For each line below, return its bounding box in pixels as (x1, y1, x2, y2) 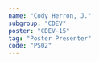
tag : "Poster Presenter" (8, 34, 92, 43)
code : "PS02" (8, 42, 52, 50)
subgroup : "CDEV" (8, 19, 67, 27)
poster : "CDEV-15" (8, 27, 70, 35)
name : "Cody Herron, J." (8, 11, 92, 20)
